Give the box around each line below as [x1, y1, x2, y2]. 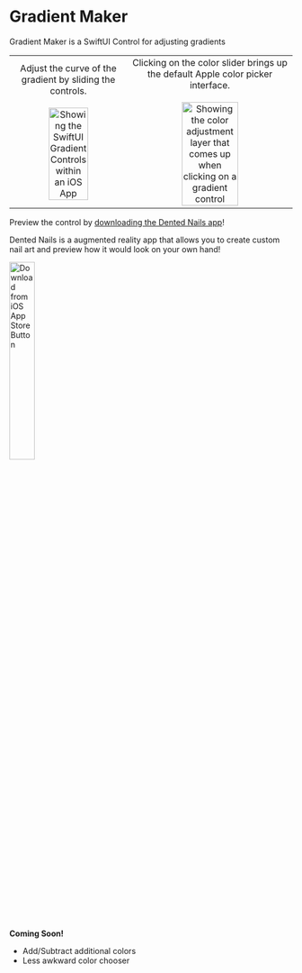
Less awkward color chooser [22, 955, 130, 966]
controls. [49, 84, 87, 96]
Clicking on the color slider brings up [131, 56, 288, 68]
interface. [190, 78, 231, 91]
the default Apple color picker [147, 68, 273, 80]
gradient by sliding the [21, 73, 116, 86]
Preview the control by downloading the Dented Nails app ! [9, 216, 225, 227]
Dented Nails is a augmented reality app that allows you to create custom [9, 234, 280, 245]
